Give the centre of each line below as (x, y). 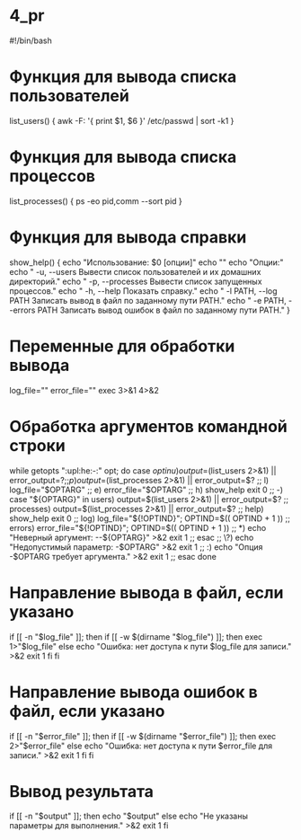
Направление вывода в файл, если (146, 592)
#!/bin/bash (31, 40)
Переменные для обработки (122, 346)
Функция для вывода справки (128, 237)
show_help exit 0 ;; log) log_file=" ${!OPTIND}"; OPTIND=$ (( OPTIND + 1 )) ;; (150, 518)
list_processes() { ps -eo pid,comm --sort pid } (96, 201)
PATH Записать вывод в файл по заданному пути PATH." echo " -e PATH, (148, 300)
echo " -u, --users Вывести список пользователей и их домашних (135, 271)
